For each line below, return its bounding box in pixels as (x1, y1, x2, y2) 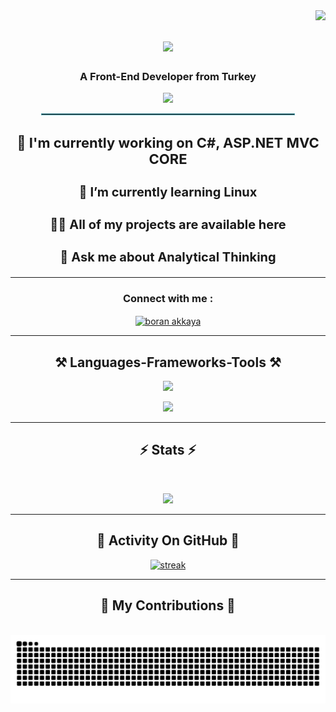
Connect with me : (122, 292, 214, 306)
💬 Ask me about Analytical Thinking (59, 249, 277, 266)
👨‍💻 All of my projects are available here (49, 217, 287, 233)
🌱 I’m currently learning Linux (78, 184, 258, 201)
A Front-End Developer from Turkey (79, 70, 257, 84)
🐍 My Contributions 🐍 (100, 597, 236, 614)
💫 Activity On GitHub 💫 (96, 532, 240, 549)
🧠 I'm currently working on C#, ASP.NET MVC (16, 134, 320, 152)
